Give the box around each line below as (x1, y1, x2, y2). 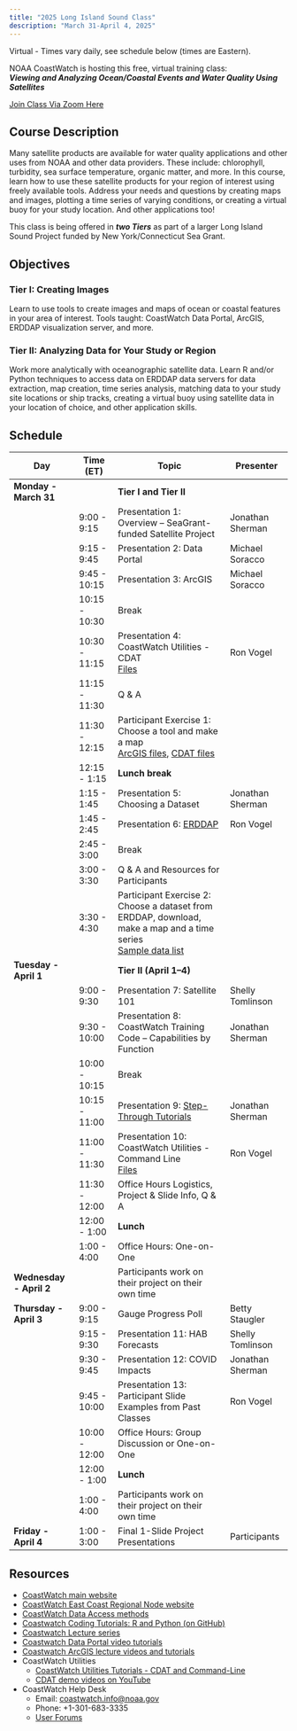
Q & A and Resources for (118, 863, 220, 876)
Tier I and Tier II (118, 486, 186, 498)
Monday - (13, 480, 57, 493)
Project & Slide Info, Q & (118, 1189, 217, 1202)
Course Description (9, 124, 119, 139)
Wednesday (13, 1271, 65, 1283)
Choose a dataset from (118, 901, 213, 913)
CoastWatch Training (118, 1021, 205, 1033)
